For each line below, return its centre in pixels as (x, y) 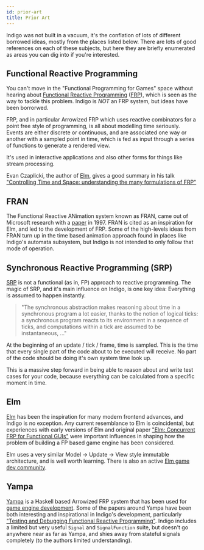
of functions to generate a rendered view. (58, 146)
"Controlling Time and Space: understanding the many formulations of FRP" (101, 182)
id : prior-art (24, 12)
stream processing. (30, 164)
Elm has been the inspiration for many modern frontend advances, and (95, 416)
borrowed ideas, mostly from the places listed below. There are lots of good (101, 42)
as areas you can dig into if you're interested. (63, 54)
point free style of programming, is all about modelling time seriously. (93, 126)
